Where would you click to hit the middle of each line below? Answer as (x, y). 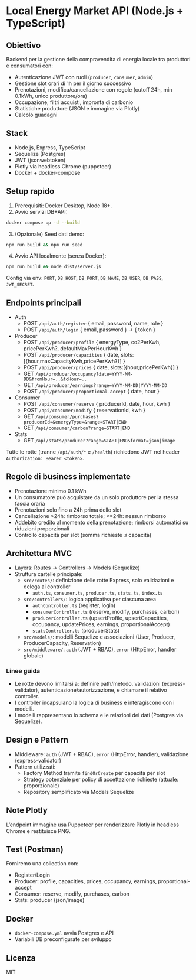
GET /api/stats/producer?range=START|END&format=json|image (99, 441)
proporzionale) (41, 785)
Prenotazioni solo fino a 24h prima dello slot (68, 510)
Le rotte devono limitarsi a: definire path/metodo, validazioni (87, 683)
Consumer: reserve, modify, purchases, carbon (72, 894)
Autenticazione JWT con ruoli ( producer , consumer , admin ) (84, 77)
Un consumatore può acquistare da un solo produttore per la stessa (97, 497)
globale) (34, 655)
